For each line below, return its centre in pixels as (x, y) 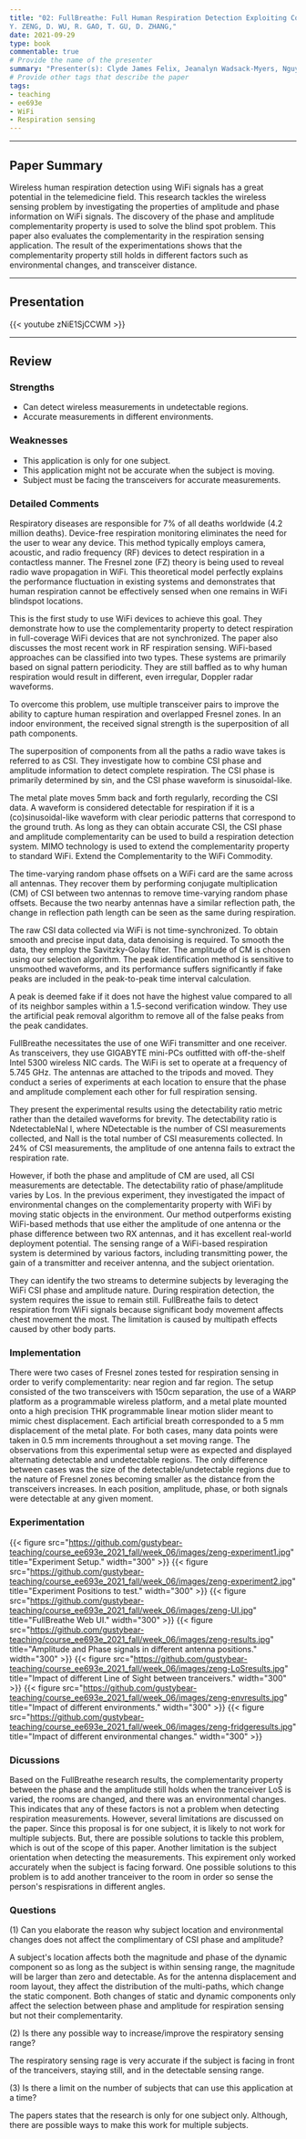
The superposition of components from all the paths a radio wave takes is (148, 751)
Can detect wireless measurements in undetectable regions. (135, 407)
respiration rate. (40, 1158)
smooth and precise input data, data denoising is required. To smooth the (147, 940)
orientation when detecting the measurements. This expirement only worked (153, 1857)
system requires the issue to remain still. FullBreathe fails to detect (134, 1300)
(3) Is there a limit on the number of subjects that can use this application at (151, 2088)
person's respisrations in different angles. (87, 1886)
